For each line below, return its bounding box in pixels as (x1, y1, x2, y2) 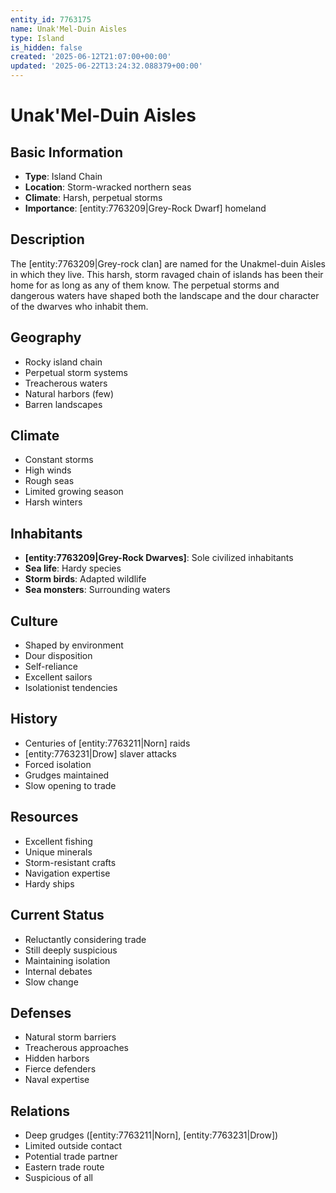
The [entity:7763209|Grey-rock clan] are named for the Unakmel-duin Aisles (10, 257, 326, 270)
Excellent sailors (24, 671, 93, 683)
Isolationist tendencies (24, 682, 118, 694)
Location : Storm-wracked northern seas (24, 181, 192, 193)
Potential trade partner (24, 1151, 118, 1163)
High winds (24, 464, 72, 476)
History (10, 711, 58, 728)
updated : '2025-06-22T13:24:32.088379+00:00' (10, 61, 203, 71)
